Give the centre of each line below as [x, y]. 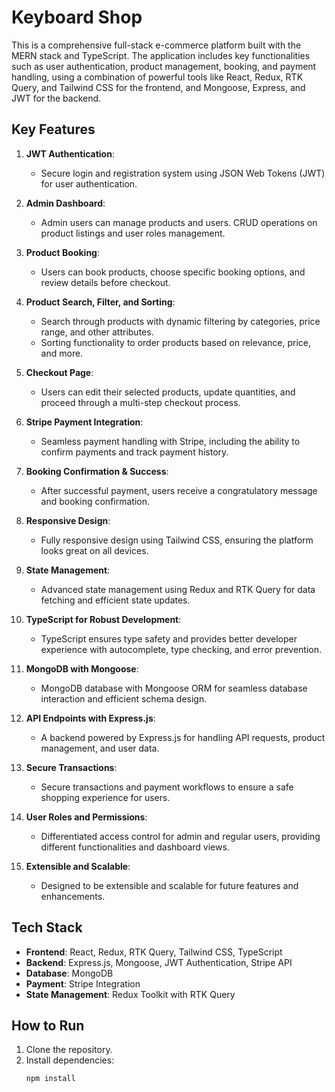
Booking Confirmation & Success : [97, 471]
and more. [62, 353]
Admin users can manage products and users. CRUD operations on [179, 222]
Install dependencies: [70, 1060]
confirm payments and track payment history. [134, 452]
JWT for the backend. [56, 98]
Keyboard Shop [77, 17]
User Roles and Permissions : [86, 817]
